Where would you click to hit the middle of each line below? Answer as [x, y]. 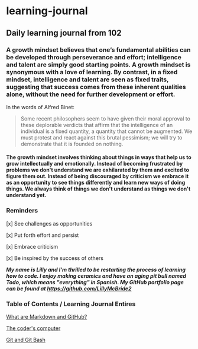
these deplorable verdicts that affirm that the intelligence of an [97, 125]
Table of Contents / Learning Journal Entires [71, 304]
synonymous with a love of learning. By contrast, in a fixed [92, 72]
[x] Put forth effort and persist [43, 235]
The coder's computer [33, 328]
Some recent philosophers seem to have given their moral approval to [106, 118]
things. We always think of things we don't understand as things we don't [98, 189]
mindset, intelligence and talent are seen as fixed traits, [87, 80]
